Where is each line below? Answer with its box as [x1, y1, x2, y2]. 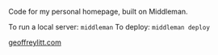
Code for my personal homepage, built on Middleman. [8, 7, 188, 16]
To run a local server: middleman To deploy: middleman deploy [8, 22, 210, 31]
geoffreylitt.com [8, 37, 62, 47]
